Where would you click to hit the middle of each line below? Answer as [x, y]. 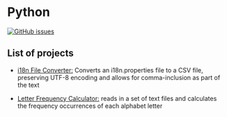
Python [29, 12]
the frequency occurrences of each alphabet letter [90, 106]
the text [28, 85]
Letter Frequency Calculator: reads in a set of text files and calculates [117, 98]
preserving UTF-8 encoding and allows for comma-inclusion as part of [119, 77]
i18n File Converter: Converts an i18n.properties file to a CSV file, [110, 70]
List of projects [41, 53]
